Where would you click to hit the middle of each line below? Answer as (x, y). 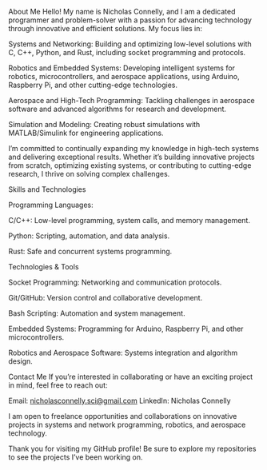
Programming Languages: (51, 205)
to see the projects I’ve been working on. (76, 457)
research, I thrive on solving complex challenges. (89, 174)
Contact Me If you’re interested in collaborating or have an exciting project (131, 376)
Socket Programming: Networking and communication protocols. (115, 282)
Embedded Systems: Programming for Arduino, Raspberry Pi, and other (126, 329)
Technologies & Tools (44, 267)
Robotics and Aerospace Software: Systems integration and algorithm (123, 352)
